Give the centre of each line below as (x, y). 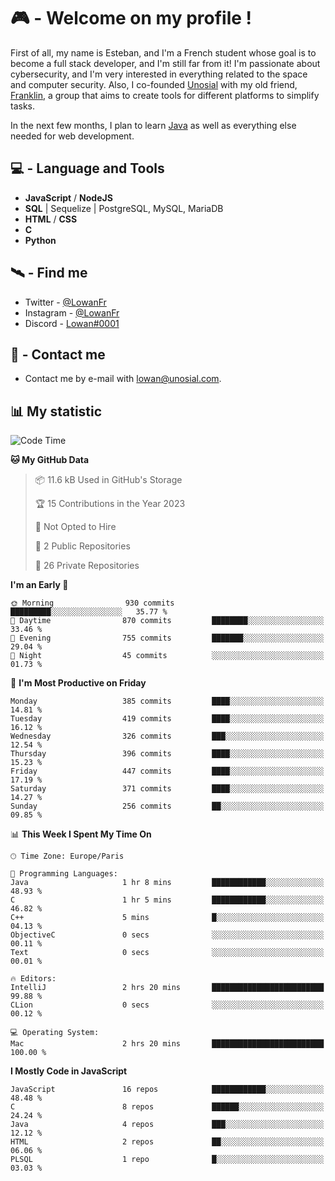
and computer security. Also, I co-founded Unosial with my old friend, (154, 84)
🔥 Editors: (33, 979)
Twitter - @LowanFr (65, 302)
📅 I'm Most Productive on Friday (78, 683)
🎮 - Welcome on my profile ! (131, 18)
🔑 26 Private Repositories (87, 566)
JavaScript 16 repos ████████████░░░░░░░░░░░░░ (167, 1090)
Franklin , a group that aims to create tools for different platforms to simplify (165, 95)
